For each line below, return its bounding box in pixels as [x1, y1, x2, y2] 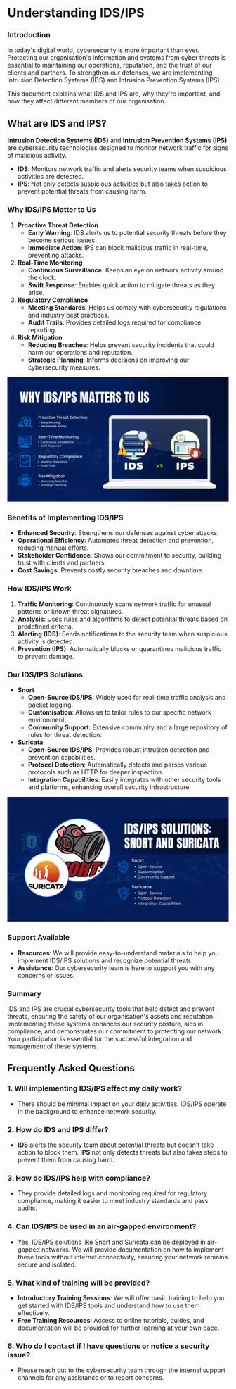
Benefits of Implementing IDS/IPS [7, 513, 124, 522]
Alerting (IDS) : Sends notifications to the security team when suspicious [17, 629, 228, 638]
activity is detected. [17, 637, 75, 646]
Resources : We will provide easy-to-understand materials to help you [17, 948, 219, 957]
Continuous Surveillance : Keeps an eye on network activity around [27, 265, 224, 274]
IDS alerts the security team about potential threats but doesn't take [17, 1140, 214, 1149]
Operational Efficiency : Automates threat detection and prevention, [17, 536, 214, 545]
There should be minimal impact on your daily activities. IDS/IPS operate [17, 1100, 227, 1108]
